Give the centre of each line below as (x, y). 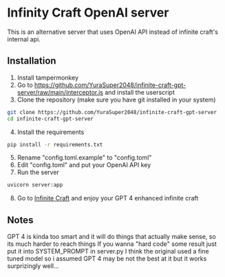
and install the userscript (140, 92)
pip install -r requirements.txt (55, 144)
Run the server (38, 172)
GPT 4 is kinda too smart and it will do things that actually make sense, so (112, 237)
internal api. (24, 39)
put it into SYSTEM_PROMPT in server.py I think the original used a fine (108, 251)
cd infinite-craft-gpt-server (51, 119)
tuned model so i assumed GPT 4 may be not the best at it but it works (107, 259)
